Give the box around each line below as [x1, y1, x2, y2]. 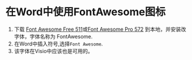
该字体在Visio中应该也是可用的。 [14, 47, 93, 54]
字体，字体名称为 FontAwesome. [14, 33, 93, 40]
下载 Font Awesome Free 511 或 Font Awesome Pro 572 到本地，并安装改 [14, 26, 186, 33]
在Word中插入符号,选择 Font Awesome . [14, 40, 103, 47]
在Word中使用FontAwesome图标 [5, 5, 166, 19]
